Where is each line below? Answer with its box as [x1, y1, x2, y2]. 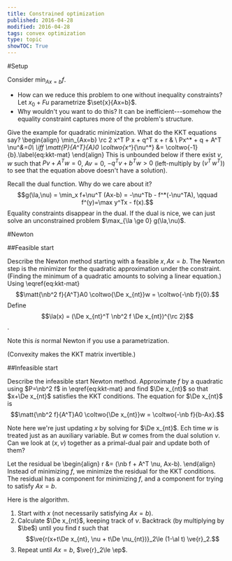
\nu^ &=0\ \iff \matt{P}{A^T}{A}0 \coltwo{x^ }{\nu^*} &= [7, 143, 164, 151]
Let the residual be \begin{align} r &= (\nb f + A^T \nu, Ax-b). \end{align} [7, 460, 216, 468]
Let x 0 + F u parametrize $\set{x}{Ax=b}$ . [17, 98, 138, 108]
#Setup [7, 62, 29, 70]
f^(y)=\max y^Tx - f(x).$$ [81, 198, 154, 207]
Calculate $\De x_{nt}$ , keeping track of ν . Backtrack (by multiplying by [17, 516, 225, 525]
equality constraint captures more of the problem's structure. [17, 115, 194, 123]
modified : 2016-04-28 [7, 23, 71, 30]
